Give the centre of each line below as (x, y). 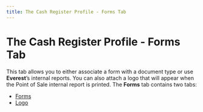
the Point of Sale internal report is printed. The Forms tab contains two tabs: (102, 84)
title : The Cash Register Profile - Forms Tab (66, 12)
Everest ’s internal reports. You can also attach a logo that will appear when (100, 78)
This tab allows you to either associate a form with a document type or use (100, 71)
